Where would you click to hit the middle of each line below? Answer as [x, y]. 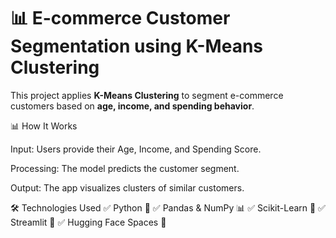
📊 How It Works [44, 126]
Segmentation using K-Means [137, 46]
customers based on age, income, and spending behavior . [132, 106]
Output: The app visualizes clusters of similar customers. [127, 187]
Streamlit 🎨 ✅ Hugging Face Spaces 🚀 [88, 222]
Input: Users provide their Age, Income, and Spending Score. [136, 149]
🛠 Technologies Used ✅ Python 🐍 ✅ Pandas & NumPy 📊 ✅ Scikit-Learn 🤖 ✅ [168, 207]
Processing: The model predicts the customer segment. [125, 168]
